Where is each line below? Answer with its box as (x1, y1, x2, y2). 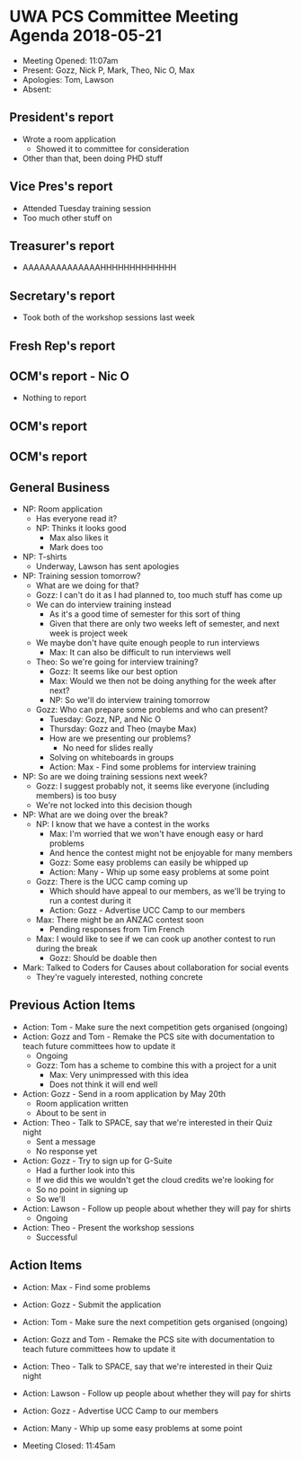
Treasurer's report (9, 238, 115, 254)
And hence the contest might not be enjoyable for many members (49, 847, 293, 858)
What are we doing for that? (35, 580, 139, 591)
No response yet (35, 1145, 98, 1156)
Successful (35, 1232, 78, 1242)
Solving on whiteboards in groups (49, 752, 174, 762)
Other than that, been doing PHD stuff (22, 153, 164, 164)
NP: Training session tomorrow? (22, 570, 141, 581)
